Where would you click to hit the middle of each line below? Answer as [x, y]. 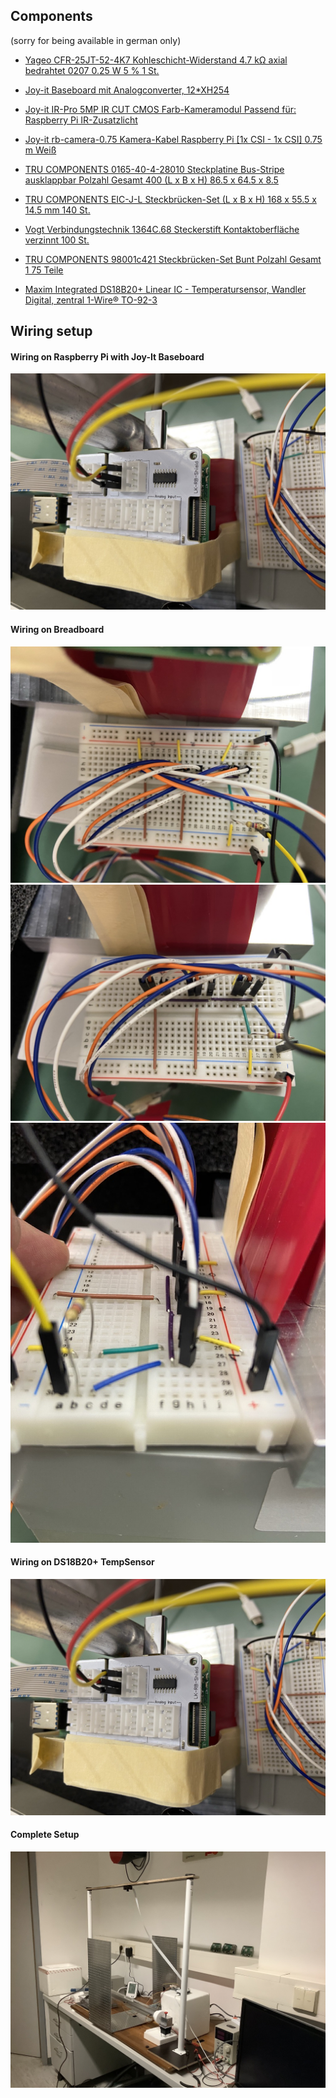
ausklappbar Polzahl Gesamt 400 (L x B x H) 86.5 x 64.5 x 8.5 [151, 180]
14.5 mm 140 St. [57, 210]
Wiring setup [51, 331]
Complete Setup [45, 1835]
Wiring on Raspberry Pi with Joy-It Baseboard [107, 356]
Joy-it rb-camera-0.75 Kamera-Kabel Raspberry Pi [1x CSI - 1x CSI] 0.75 [173, 139]
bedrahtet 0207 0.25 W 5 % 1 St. [92, 70]
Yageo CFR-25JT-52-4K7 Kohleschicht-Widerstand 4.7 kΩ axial [156, 60]
